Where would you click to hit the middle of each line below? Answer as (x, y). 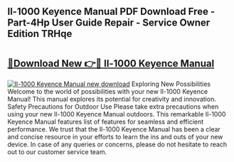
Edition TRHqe (40, 34)
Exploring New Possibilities (171, 84)
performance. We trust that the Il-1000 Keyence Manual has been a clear (114, 129)
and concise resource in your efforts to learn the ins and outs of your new (115, 137)
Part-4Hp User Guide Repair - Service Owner (109, 23)
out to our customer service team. (57, 152)
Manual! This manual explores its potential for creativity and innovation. (112, 99)
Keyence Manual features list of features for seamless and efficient (106, 121)
